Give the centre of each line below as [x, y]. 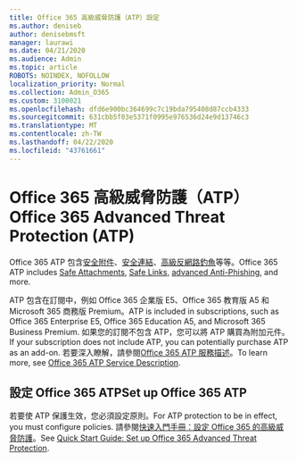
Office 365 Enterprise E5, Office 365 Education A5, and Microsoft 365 [137, 321]
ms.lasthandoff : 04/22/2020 [62, 142]
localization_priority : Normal [67, 84]
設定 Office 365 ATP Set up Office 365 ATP [128, 393]
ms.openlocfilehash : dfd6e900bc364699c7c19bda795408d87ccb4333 [129, 109]
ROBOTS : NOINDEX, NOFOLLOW [59, 76]
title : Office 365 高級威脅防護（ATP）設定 [85, 17]
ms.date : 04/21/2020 [48, 51]
